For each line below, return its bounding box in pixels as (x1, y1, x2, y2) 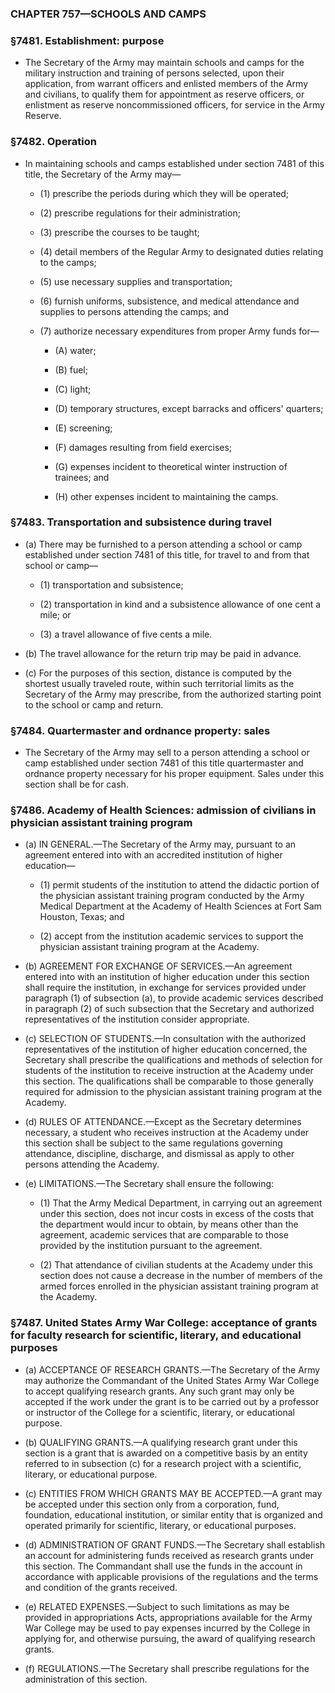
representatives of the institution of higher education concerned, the (24, 1043, 308, 1056)
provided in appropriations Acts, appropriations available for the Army (24, 1611, 313, 1623)
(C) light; (54, 383, 92, 395)
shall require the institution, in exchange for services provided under (24, 982, 307, 994)
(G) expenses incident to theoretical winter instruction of (54, 460, 288, 472)
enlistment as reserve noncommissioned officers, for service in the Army (24, 99, 325, 111)
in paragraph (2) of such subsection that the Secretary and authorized (24, 1003, 315, 1015)
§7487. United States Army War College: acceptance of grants (10, 1316, 318, 1330)
